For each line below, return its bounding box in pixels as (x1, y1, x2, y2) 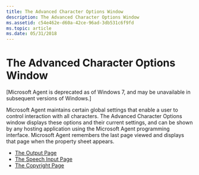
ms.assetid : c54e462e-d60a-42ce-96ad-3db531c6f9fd (6, 20, 134, 26)
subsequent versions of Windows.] (6, 95, 92, 102)
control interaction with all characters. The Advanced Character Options (6, 113, 182, 120)
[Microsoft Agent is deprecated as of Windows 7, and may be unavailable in (6, 88, 191, 96)
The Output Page (14, 149, 57, 157)
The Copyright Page (14, 162, 64, 169)
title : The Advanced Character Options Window (6, 8, 124, 15)
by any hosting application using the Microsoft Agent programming (6, 125, 170, 132)
